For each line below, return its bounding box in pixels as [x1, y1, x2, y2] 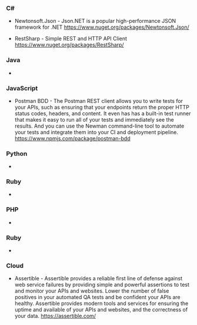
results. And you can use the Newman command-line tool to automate [14, 122, 185, 129]
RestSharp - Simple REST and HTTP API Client [14, 35, 128, 42]
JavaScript [6, 84, 38, 92]
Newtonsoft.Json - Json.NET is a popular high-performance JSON [14, 18, 176, 25]
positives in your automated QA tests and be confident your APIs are [14, 294, 181, 301]
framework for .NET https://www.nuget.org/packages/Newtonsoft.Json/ [14, 24, 189, 31]
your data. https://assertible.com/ [14, 313, 96, 320]
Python [6, 149, 28, 158]
